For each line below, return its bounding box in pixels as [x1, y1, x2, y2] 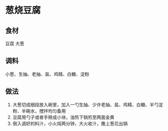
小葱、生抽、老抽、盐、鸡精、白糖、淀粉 [5, 71, 89, 77]
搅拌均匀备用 [39, 108, 66, 114]
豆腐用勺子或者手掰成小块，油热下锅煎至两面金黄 [12, 114, 115, 120]
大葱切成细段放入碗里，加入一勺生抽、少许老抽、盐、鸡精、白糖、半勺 [12, 101, 159, 107]
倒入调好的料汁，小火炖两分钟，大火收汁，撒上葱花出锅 [12, 120, 128, 126]
